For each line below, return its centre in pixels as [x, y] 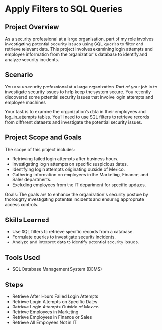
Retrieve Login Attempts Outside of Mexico [55, 307]
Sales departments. [32, 179]
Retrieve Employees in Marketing [45, 312]
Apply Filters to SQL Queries [64, 9]
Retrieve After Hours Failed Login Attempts [55, 296]
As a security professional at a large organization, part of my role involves [79, 39]
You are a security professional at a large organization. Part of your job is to [81, 87]
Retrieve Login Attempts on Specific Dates [55, 302]
